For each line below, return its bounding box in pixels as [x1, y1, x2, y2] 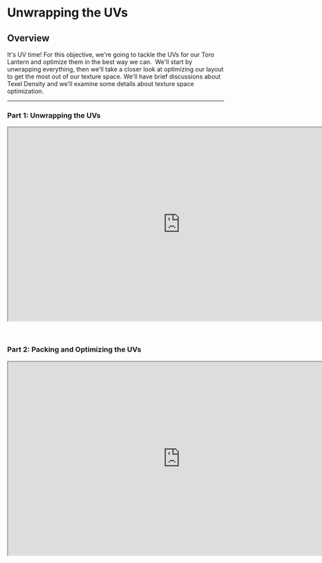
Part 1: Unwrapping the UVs [7, 110, 101, 120]
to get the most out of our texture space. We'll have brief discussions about [7, 72, 222, 81]
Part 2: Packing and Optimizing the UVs [7, 345, 142, 354]
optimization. [7, 87, 44, 95]
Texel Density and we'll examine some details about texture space [7, 80, 195, 87]
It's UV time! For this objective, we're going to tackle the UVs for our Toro [7, 50, 215, 59]
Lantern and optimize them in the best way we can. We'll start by [7, 58, 193, 66]
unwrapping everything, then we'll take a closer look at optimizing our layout [7, 65, 224, 73]
